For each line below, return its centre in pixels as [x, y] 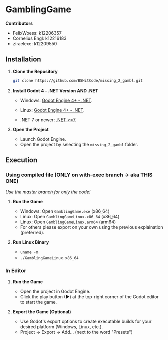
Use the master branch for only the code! [48, 192]
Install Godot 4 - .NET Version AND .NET [55, 90]
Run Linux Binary [31, 242]
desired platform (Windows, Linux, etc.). [61, 327]
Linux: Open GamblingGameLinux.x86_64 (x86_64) [70, 217]
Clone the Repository [35, 71]
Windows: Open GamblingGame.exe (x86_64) [65, 211]
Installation [23, 60]
